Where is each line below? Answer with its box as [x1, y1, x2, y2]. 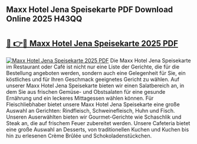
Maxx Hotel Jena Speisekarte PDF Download [6, 5, 173, 15]
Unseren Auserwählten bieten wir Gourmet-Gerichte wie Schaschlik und [6, 113, 182, 120]
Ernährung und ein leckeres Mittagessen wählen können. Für [6, 94, 154, 102]
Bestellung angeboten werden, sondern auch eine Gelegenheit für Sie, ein [6, 70, 186, 76]
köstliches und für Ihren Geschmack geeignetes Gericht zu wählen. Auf [6, 76, 180, 83]
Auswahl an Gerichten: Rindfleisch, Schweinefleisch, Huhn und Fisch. [6, 107, 175, 114]
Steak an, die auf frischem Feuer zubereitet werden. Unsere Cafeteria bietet [6, 120, 191, 126]
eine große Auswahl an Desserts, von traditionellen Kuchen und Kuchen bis [6, 126, 189, 133]
